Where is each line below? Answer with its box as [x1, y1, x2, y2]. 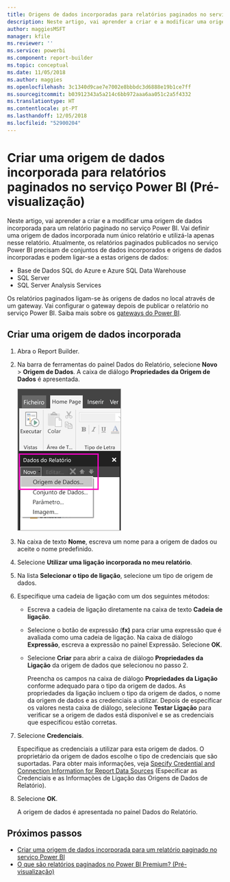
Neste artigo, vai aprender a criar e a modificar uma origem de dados [7, 216, 203, 224]
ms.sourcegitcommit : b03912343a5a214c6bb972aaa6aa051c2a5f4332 [7, 91, 192, 97]
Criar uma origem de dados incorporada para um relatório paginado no [16, 846, 218, 854]
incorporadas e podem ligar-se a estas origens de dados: [7, 253, 169, 261]
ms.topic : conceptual [7, 62, 69, 69]
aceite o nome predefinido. [16, 544, 94, 553]
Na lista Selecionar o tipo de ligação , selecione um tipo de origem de [16, 571, 214, 579]
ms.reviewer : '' [7, 40, 53, 47]
